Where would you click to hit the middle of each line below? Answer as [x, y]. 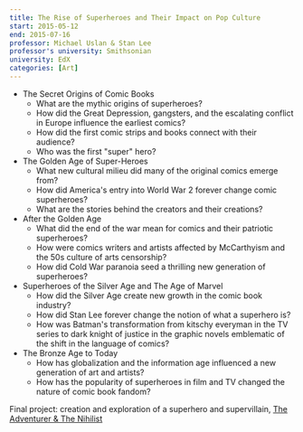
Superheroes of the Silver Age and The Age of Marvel [123, 286]
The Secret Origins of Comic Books [88, 94]
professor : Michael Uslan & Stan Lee [80, 43]
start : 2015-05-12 [44, 26]
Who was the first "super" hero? [96, 151]
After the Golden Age [62, 219]
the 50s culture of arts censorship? [101, 257]
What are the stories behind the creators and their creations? [149, 209]
